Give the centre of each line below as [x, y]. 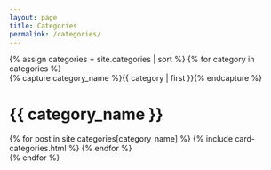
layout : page [33, 17]
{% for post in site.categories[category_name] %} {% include [121, 139]
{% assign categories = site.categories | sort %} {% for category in [132, 60]
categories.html [38, 149]
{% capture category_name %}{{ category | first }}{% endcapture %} [136, 78]
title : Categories [43, 26]
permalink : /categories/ [55, 34]
